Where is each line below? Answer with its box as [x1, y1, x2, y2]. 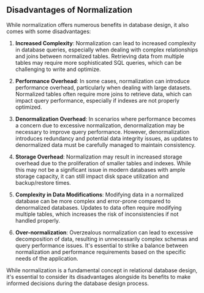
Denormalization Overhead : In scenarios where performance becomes [15, 115, 196, 122]
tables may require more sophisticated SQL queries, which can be [15, 59, 182, 66]
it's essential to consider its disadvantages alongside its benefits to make [6, 273, 191, 280]
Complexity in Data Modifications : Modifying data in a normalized [15, 191, 184, 198]
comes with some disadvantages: [6, 28, 91, 35]
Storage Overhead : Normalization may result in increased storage [15, 153, 183, 160]
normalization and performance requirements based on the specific [15, 248, 186, 256]
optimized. [15, 103, 42, 111]
